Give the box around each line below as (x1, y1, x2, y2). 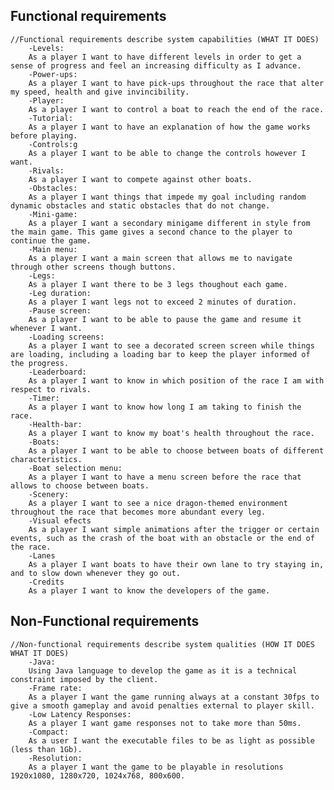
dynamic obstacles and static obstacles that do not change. (10, 200, 271, 211)
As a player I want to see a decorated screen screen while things (28, 340, 315, 351)
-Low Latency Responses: (28, 709, 132, 719)
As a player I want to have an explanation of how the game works (28, 122, 311, 132)
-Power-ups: (28, 69, 78, 79)
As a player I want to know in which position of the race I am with (28, 375, 325, 386)
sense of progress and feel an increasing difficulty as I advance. (10, 60, 302, 71)
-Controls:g (28, 139, 78, 149)
